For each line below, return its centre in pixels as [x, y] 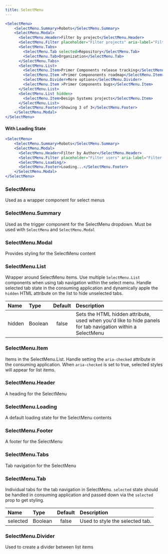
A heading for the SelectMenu [36, 394]
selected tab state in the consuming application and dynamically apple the [82, 288]
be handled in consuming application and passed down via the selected [79, 495]
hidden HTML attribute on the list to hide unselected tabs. [64, 293]
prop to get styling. [25, 500]
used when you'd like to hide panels [118, 320]
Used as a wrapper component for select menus [55, 200]
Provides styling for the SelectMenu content [50, 253]
